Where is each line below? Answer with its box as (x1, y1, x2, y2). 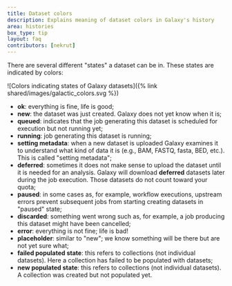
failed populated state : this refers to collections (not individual (17, 249, 195, 257)
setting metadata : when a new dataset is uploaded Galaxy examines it (17, 139, 219, 147)
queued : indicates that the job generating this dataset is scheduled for (17, 117, 218, 125)
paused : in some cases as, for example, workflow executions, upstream (17, 190, 222, 198)
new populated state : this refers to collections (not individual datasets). (17, 263, 222, 272)
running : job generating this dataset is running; (17, 132, 152, 140)
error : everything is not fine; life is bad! (17, 227, 129, 235)
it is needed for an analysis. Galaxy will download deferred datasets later (17, 168, 225, 176)
